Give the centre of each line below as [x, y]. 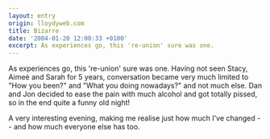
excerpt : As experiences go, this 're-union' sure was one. [112, 46]
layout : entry [32, 16]
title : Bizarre [34, 31]
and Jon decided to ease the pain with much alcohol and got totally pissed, [133, 94]
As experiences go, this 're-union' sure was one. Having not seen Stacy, [128, 68]
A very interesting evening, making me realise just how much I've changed [132, 118]
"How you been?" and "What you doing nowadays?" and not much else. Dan [135, 86]
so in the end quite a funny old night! [69, 103]
